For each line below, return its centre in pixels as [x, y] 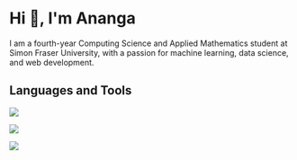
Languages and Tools [71, 90]
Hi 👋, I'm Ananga [73, 18]
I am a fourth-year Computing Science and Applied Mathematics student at [148, 43]
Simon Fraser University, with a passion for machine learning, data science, [149, 52]
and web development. [52, 62]
